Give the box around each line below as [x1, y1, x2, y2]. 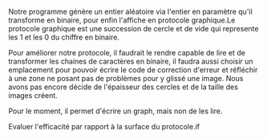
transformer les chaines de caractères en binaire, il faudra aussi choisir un [8, 56, 254, 66]
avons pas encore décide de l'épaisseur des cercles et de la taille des [8, 82, 239, 92]
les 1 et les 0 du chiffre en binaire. [8, 32, 120, 42]
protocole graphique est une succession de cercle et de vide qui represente [8, 24, 259, 33]
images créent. [8, 91, 58, 100]
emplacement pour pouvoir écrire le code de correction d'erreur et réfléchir [8, 65, 258, 75]
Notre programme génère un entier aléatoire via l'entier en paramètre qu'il [8, 7, 253, 16]
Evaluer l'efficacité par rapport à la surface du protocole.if [8, 122, 200, 131]
